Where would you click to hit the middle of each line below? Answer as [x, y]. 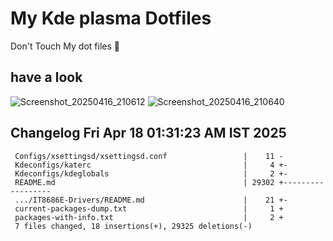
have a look [46, 77]
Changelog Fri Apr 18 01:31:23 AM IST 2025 [148, 133]
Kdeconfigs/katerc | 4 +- [151, 165]
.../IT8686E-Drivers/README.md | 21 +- [151, 200]
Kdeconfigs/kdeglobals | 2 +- [151, 173]
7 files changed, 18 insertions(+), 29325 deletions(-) [133, 226]
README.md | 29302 [144, 182]
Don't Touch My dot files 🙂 [65, 46]
